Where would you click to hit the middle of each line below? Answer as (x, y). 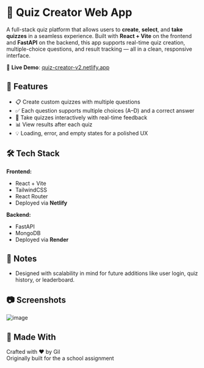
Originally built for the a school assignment (60, 358)
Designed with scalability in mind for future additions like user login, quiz (107, 273)
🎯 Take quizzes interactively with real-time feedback (81, 117)
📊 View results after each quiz (54, 124)
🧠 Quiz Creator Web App (69, 13)
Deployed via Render (42, 239)
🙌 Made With (31, 337)
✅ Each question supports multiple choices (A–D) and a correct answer (105, 110)
